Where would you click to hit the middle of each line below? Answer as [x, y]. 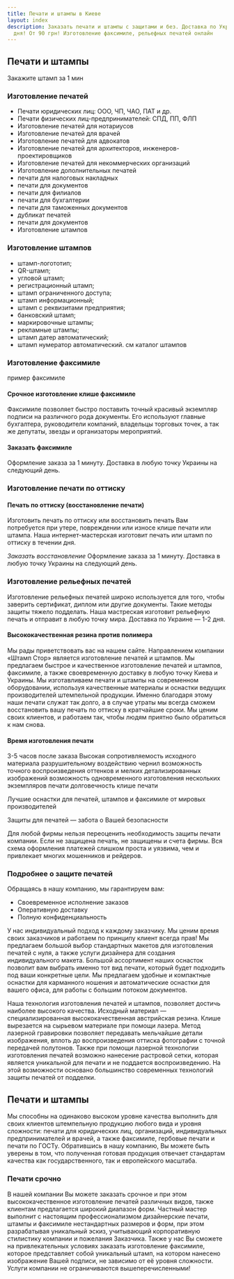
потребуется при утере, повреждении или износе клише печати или [109, 528]
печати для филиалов [49, 193]
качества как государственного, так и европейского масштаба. [102, 1161]
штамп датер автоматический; [63, 337]
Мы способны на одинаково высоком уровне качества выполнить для [112, 1117]
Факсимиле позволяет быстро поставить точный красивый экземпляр [112, 409]
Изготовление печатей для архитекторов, [79, 148]
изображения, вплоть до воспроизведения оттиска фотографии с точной [116, 1041]
